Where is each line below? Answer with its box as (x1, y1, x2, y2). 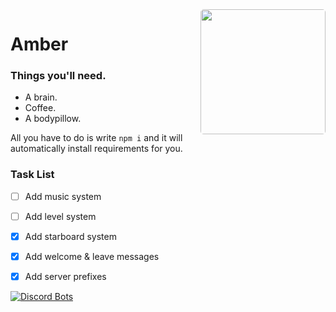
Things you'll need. (10, 69, 107, 83)
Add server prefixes (24, 271, 107, 283)
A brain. (24, 91, 58, 103)
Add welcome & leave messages (24, 250, 160, 262)
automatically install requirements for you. (10, 143, 183, 155)
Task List (10, 168, 55, 182)
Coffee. (24, 102, 57, 114)
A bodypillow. (24, 113, 82, 125)
